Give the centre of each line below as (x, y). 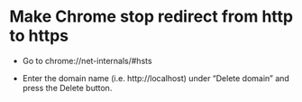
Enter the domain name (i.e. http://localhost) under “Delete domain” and (156, 78)
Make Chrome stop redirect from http (151, 17)
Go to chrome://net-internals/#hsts (87, 60)
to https (39, 36)
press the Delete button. (67, 88)
